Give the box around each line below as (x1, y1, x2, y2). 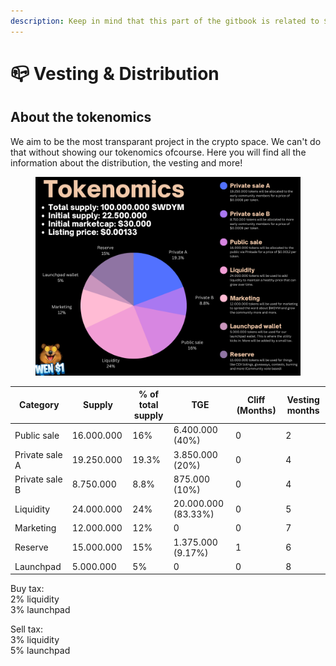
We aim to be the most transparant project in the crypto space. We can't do (10, 135, 322, 147)
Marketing (14, 522, 57, 534)
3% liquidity (10, 634, 60, 646)
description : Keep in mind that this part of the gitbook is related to (10, 16, 320, 26)
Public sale (14, 429, 60, 441)
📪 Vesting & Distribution (10, 62, 220, 85)
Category (19, 399, 60, 411)
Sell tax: (10, 623, 44, 635)
